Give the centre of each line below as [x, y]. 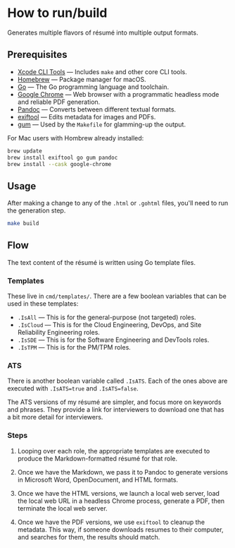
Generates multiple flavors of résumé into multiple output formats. [103, 32]
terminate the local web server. [62, 508]
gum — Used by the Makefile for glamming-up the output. [102, 124]
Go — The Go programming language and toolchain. [93, 87]
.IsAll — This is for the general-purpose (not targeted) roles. [107, 317]
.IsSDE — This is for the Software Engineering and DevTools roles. [113, 340]
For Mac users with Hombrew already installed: [76, 138]
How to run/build [57, 13]
